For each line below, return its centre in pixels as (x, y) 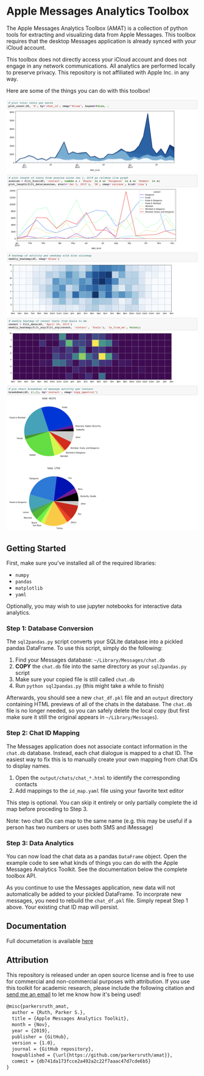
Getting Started (36, 548)
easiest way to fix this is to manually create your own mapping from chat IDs (102, 759)
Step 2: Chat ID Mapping (43, 733)
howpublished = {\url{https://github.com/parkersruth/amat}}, (92, 1055)
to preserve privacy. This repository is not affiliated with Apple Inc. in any (98, 72)
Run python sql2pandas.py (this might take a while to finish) (90, 686)
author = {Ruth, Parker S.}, (49, 1012)
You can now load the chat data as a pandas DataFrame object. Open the (97, 856)
